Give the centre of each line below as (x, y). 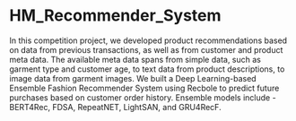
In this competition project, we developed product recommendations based (148, 40)
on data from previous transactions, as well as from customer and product (146, 49)
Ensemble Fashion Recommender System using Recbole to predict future (144, 88)
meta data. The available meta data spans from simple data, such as (135, 59)
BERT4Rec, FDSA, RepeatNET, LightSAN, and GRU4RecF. (115, 107)
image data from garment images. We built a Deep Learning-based (133, 78)
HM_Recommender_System (115, 16)
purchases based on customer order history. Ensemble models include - (143, 97)
